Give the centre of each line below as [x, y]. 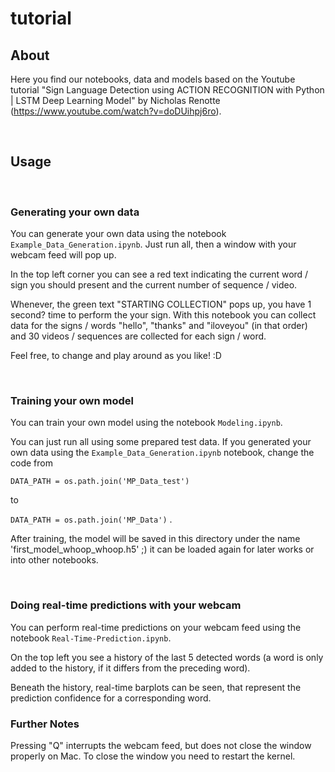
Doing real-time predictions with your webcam [126, 605]
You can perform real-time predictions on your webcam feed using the [156, 627]
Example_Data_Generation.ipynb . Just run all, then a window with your [153, 244]
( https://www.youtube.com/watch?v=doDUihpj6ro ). [116, 111]
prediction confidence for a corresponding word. [111, 698]
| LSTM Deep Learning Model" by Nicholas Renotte [115, 100]
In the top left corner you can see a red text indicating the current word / [159, 274]
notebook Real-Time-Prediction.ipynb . [91, 638]
